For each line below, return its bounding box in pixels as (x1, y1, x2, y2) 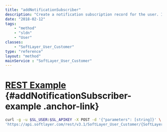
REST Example (5, 80, 66, 91)
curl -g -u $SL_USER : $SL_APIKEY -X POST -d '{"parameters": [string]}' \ (5, 118, 162, 123)
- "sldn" (14, 30, 32, 35)
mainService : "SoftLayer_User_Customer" (5, 58, 92, 63)
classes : (5, 40, 23, 45)
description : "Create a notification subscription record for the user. (5, 12, 159, 17)
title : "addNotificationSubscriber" (5, 7, 81, 12)
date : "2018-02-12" (5, 16, 46, 21)
